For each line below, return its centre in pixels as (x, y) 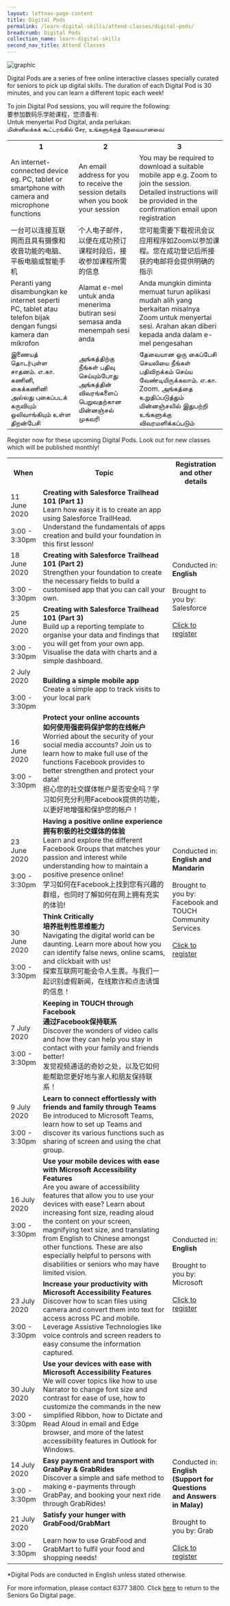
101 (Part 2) (63, 564)
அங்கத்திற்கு (97, 359)
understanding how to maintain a (95, 866)
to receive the (101, 184)
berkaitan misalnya (170, 309)
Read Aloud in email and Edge (91, 1424)
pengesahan (173, 343)
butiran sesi (97, 313)
